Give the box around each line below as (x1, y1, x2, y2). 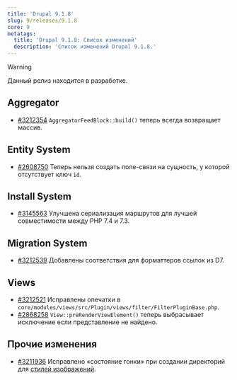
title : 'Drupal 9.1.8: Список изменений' (13, 37, 138, 44)
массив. (17, 123, 42, 132)
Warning (7, 63, 32, 71)
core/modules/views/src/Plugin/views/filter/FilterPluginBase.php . (17, 303, 219, 311)
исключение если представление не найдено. (17, 318, 158, 326)
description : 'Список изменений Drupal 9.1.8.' (13, 43, 157, 50)
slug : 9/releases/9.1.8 (7, 17, 78, 24)
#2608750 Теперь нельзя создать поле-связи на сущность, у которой (17, 162, 230, 171)
